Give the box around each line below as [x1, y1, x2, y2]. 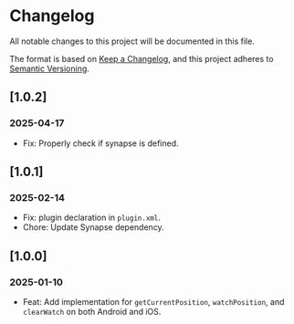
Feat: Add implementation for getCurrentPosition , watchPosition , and [22, 297, 285, 307]
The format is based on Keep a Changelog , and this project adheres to [9, 53, 274, 64]
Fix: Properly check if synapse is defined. [22, 138, 180, 149]
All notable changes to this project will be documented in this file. [9, 36, 256, 47]
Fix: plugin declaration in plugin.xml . [22, 212, 162, 224]
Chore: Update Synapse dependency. [22, 222, 164, 233]
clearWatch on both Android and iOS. [22, 307, 162, 317]
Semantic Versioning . [9, 63, 89, 74]
